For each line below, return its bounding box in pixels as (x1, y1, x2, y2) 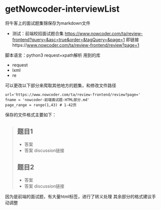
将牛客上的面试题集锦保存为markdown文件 (5, 20, 91, 26)
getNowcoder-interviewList (5, 3, 120, 15)
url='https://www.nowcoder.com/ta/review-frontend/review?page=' (5, 92, 141, 97)
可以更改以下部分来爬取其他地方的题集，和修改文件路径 (5, 82, 116, 88)
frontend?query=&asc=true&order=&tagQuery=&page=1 (12, 37, 125, 42)
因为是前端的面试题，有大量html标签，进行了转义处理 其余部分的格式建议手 (5, 193, 156, 199)
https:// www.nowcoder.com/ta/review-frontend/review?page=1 (12, 42, 140, 48)
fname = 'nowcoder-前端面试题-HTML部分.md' (5, 97, 90, 102)
